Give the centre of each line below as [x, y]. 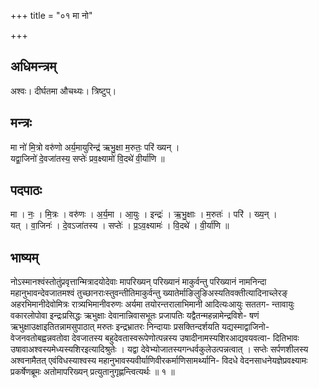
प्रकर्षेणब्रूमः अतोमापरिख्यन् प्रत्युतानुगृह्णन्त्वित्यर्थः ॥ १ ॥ [92, 372]
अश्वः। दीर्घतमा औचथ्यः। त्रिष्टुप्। [63, 91]
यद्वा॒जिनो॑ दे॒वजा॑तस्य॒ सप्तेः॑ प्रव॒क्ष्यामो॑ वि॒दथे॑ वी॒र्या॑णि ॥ [87, 158]
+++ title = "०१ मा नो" [51, 15]
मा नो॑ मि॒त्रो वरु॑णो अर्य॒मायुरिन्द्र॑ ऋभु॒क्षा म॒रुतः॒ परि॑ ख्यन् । [95, 147]
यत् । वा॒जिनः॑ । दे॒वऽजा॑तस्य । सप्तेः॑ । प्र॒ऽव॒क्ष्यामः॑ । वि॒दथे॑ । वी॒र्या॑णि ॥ [120, 226]
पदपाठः [26, 190]
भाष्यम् [24, 257]
